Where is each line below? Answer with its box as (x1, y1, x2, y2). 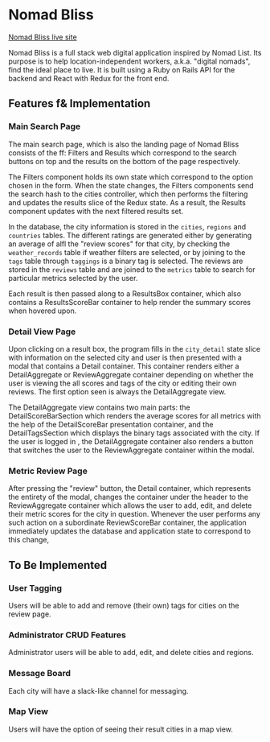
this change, (8, 535, 50, 545)
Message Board (8, 668, 71, 679)
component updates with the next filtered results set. (8, 206, 184, 216)
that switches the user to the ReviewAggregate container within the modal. (8, 445, 255, 455)
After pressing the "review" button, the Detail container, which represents (8, 484, 252, 493)
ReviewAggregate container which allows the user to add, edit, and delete (8, 501, 252, 510)
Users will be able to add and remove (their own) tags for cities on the (8, 600, 239, 610)
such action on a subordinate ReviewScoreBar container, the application (8, 517, 247, 528)
